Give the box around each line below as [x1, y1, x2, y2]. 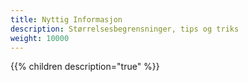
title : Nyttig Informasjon [10, 14, 123, 25]
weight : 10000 [10, 33, 70, 43]
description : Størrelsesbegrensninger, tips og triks [10, 24, 240, 34]
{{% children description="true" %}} [10, 61, 160, 73]
